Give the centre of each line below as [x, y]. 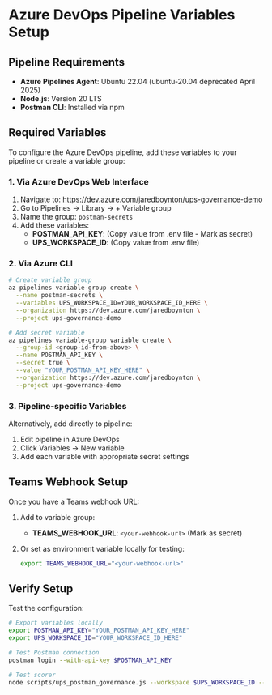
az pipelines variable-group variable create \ [90, 340]
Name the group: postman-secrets [76, 217]
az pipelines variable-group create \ [74, 288]
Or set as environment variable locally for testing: [102, 548]
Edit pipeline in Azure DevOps [70, 439]
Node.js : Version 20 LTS [61, 98]
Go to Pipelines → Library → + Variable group [96, 208]
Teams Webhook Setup [68, 482]
